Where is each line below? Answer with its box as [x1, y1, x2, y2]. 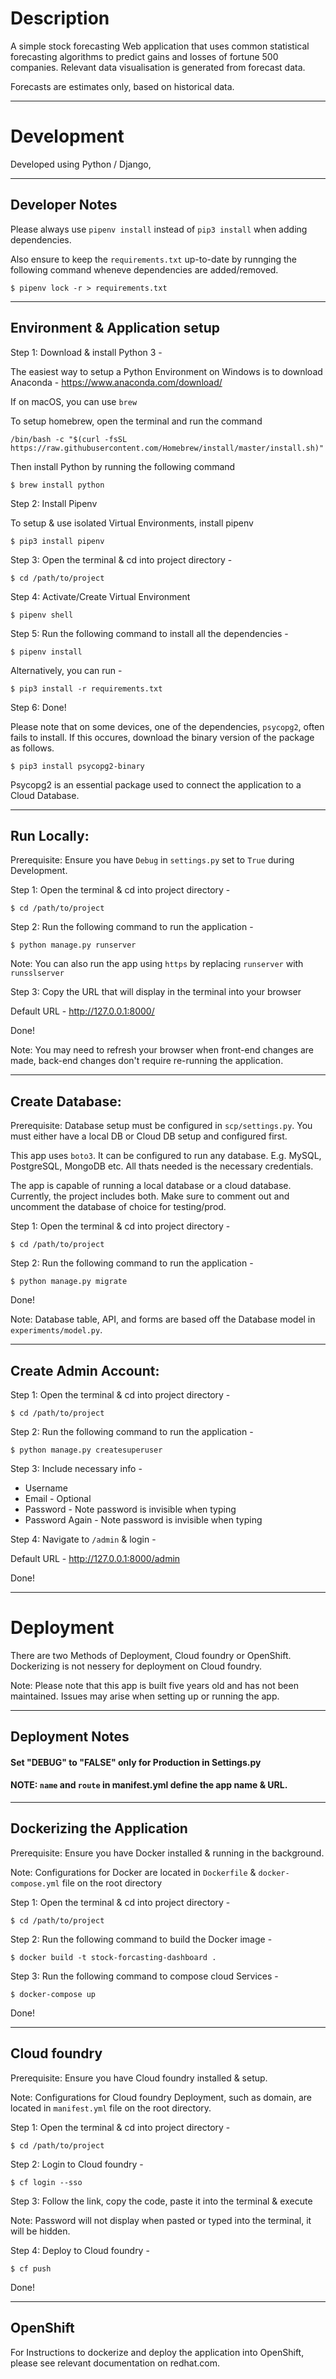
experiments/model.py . [10, 1324, 103, 1336]
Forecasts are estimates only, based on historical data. [10, 80, 235, 92]
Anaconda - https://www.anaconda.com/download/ [10, 376, 223, 388]
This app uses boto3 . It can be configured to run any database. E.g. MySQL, [10, 1150, 322, 1162]
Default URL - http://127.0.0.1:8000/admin [10, 1552, 181, 1564]
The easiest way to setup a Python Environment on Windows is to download [10, 365, 323, 377]
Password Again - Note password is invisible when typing [24, 1513, 263, 1526]
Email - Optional [24, 1492, 92, 1504]
